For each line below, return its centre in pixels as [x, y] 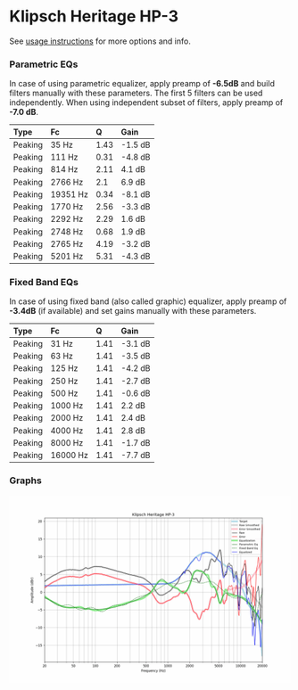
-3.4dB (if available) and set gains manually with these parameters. [133, 311]
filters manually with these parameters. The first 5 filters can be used [136, 93]
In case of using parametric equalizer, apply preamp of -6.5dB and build [142, 84]
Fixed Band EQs [44, 282]
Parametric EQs [44, 64]
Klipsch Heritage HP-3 [94, 16]
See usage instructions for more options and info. [100, 41]
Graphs [25, 481]
